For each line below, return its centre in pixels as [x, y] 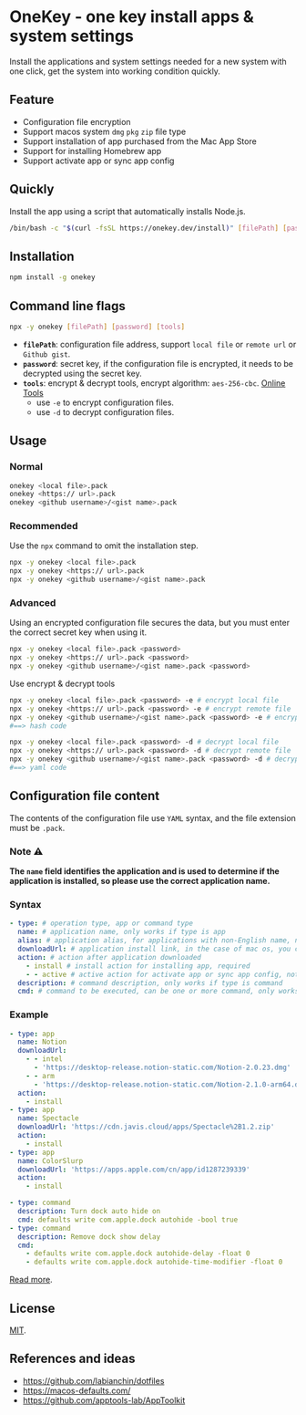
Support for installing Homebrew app [92, 151]
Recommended [44, 526]
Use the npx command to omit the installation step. [104, 546]
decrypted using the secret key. [82, 373]
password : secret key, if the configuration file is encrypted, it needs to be [158, 363]
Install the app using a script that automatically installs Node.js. [127, 211]
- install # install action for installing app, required [138, 966]
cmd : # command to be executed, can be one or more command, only [146, 992]
